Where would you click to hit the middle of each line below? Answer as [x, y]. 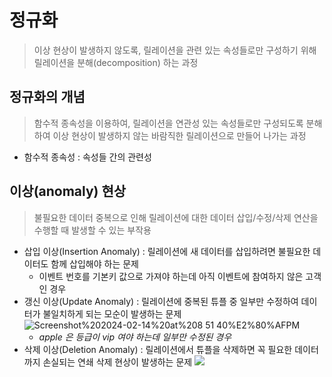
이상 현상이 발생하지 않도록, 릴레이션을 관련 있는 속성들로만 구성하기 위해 [175, 50]
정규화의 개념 [47, 97]
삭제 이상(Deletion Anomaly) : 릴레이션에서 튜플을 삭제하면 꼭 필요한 [158, 349]
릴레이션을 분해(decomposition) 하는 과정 [116, 62]
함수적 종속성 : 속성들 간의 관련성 [87, 157]
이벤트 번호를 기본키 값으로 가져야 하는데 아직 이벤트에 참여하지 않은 [171, 276]
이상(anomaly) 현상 [68, 191]
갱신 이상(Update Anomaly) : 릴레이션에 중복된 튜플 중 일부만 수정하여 [161, 301]
